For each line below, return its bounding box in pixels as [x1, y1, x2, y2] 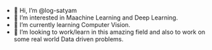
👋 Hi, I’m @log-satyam [13, 7, 78, 14]
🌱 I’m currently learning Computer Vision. [13, 21, 130, 28]
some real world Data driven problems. [13, 35, 124, 43]
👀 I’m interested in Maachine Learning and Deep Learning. [13, 14, 178, 22]
